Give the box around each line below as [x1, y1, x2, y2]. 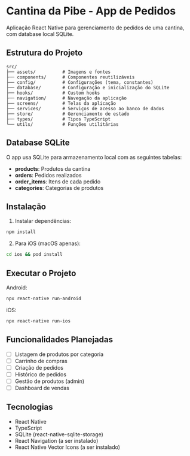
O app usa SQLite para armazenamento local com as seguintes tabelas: [6, 153, 182, 161]
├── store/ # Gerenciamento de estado [6, 111, 130, 117]
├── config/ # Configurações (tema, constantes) [6, 79, 154, 85]
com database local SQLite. [6, 30, 74, 37]
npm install [6, 229, 36, 235]
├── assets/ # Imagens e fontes [6, 69, 111, 75]
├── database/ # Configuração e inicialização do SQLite [6, 84, 170, 90]
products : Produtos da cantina [14, 165, 91, 172]
